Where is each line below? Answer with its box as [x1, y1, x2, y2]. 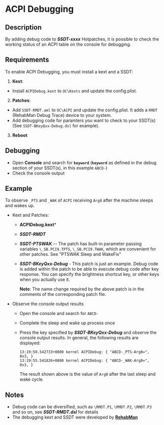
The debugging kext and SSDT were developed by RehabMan [12, 414, 138, 420]
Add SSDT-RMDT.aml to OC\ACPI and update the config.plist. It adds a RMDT [12, 107, 158, 113]
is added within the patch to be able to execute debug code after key [19, 266, 159, 272]
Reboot [12, 132, 28, 138]
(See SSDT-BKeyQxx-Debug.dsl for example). [12, 122, 100, 129]
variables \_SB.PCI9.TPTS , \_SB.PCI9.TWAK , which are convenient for [19, 246, 156, 252]
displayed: [19, 340, 41, 346]
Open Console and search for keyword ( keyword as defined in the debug [12, 159, 157, 166]
